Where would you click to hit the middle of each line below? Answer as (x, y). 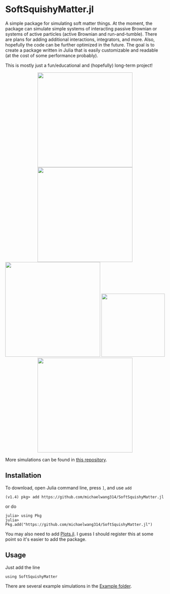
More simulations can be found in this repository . (56, 460)
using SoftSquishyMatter (31, 577)
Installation (23, 475)
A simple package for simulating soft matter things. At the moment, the (79, 23)
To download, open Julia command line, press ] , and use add (69, 488)
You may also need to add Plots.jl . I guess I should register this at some (79, 534)
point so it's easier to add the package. (46, 539)
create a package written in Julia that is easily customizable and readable (82, 50)
